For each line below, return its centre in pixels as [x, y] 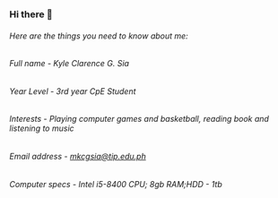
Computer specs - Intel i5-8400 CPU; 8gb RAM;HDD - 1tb [116, 184]
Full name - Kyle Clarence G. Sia [69, 64]
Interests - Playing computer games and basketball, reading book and [139, 119]
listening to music [42, 128]
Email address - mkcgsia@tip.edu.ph [78, 156]
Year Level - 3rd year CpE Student [73, 91]
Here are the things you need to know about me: [99, 36]
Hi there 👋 [31, 14]
